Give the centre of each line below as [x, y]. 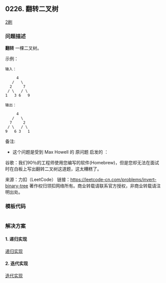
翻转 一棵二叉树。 [23, 48]
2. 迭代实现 [17, 263]
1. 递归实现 [16, 239]
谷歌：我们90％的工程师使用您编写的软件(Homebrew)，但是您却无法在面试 [82, 163]
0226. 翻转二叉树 [32, 9]
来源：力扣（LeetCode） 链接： [38, 180]
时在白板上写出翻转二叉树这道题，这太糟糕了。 [53, 169]
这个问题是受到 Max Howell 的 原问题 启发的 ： [60, 152]
